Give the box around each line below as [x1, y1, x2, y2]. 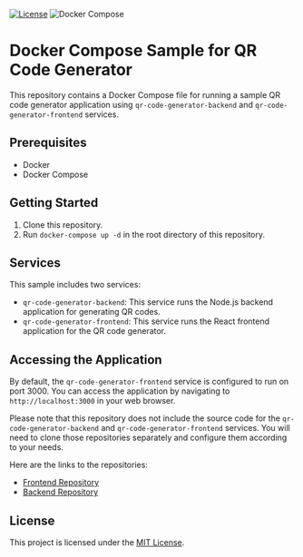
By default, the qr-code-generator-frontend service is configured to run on [9, 376, 289, 387]
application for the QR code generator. [22, 326, 166, 337]
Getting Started [9, 195, 99, 210]
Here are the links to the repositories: [9, 459, 148, 471]
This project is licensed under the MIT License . [9, 537, 185, 548]
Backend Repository [22, 486, 99, 498]
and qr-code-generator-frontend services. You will [101, 423, 290, 434]
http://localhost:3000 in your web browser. [9, 396, 176, 406]
